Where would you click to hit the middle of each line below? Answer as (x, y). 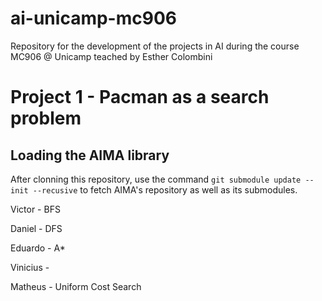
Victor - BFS (35, 209)
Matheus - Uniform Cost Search (76, 286)
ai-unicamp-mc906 (93, 18)
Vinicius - (30, 267)
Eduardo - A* (38, 248)
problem (46, 118)
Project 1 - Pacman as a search (140, 97)
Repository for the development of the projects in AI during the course (155, 46)
